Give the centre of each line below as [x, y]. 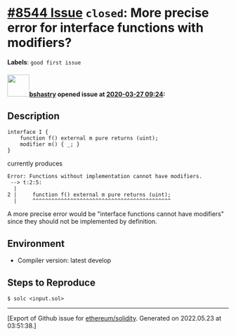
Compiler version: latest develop [64, 260]
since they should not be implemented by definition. [83, 222]
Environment [36, 243]
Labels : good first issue [44, 62]
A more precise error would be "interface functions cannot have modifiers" [116, 214]
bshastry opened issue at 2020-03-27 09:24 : [97, 94]
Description [33, 116]
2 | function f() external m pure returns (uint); [89, 195]
